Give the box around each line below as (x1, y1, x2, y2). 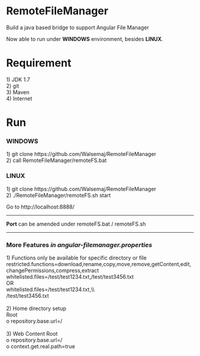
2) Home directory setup (6, 305, 67, 312)
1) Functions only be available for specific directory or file (6, 254, 147, 261)
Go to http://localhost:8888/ (6, 203, 75, 210)
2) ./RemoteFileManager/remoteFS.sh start (6, 192, 111, 199)
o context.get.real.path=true (6, 342, 76, 349)
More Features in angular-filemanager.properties (6, 241, 152, 249)
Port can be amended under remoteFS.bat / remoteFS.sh (6, 220, 146, 227)
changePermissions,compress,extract (6, 267, 99, 274)
